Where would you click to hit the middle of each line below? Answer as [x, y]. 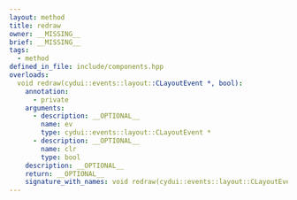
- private [50, 100]
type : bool [61, 157]
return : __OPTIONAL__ [65, 173]
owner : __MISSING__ [45, 34]
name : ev [57, 125]
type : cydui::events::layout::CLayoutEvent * [126, 133]
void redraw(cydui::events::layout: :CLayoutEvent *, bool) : [130, 83]
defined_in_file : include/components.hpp [87, 67]
